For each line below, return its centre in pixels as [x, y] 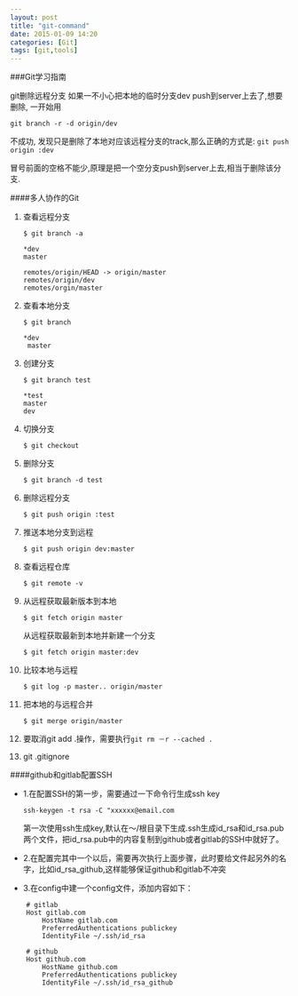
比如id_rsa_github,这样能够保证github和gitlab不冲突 [133, 869]
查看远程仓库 [46, 567]
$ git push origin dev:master [79, 549]
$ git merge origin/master [73, 721]
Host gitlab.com [56, 913]
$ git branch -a [53, 234]
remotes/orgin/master [63, 288]
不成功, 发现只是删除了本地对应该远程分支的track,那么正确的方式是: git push [149, 141]
